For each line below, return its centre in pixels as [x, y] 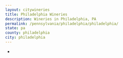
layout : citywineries [28, 10]
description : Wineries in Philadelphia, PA [51, 19]
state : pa [15, 28]
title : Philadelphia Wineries [36, 14]
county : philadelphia [28, 33]
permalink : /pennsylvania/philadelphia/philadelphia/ [62, 24]
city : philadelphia [25, 38]
